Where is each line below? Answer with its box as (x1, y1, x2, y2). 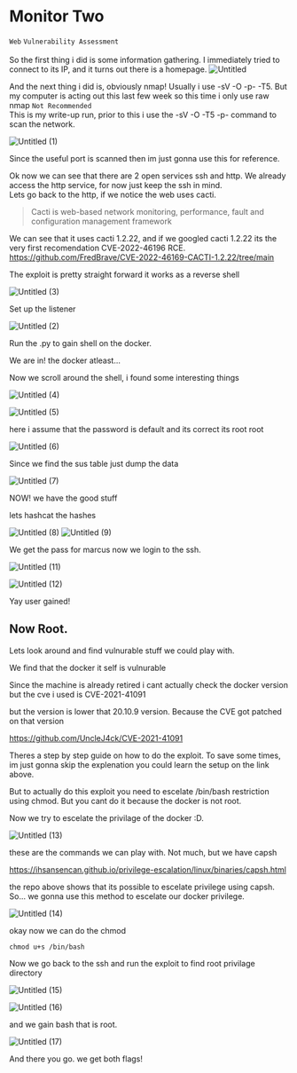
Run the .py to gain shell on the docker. (9, 337, 152, 348)
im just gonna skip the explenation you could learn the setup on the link (9, 759, 270, 769)
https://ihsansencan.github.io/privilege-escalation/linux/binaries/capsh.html (9, 864, 286, 875)
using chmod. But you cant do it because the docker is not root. (9, 795, 242, 806)
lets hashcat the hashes (9, 509, 96, 520)
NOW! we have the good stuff (9, 493, 118, 503)
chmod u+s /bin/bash (9, 943, 86, 951)
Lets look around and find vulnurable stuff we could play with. (9, 645, 235, 656)
